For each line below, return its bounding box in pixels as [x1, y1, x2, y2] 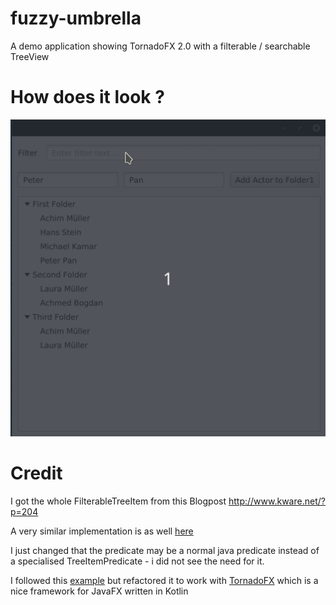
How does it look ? [10, 86, 165, 109]
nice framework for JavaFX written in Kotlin [10, 585, 189, 597]
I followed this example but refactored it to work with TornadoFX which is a [10, 574, 319, 586]
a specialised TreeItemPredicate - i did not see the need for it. [10, 555, 265, 567]
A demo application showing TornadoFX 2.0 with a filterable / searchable [10, 40, 311, 52]
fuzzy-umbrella [10, 7, 142, 30]
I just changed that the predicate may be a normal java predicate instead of [10, 544, 320, 556]
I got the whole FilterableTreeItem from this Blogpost [10, 495, 227, 507]
